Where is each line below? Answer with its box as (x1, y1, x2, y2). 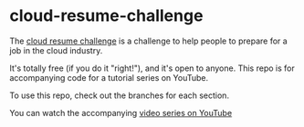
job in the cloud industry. (9, 44, 103, 55)
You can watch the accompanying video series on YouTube (9, 107, 233, 118)
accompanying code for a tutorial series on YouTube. (9, 72, 209, 83)
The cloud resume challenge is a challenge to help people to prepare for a (9, 35, 288, 46)
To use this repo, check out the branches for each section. (9, 90, 230, 101)
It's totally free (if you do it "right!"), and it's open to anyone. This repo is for (9, 63, 295, 73)
